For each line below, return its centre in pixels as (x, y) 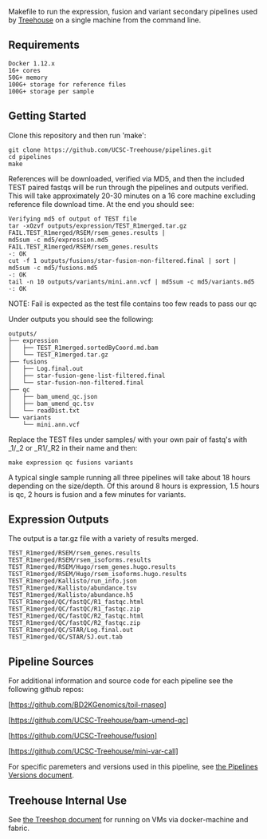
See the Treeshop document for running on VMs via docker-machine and (128, 820)
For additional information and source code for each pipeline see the (121, 681)
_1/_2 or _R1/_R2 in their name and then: (73, 447)
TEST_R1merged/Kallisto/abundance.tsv (73, 588)
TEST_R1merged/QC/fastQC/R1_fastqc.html (77, 602)
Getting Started (47, 116)
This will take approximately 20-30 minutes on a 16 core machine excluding (132, 196)
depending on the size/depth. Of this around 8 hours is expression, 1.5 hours (134, 486)
